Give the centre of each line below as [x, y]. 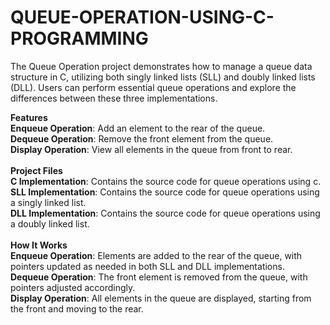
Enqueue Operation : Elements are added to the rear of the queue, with [156, 255]
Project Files [36, 170]
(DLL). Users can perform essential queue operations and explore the [153, 87]
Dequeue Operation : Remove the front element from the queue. [142, 138]
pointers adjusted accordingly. [73, 287]
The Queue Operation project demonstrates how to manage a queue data [161, 66]
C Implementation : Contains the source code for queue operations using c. [166, 181]
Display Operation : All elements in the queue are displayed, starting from [161, 298]
